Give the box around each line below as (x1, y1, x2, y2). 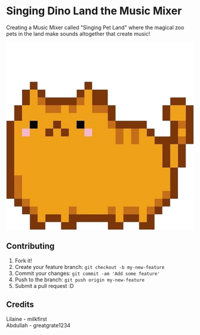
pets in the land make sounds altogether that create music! (6, 30, 151, 37)
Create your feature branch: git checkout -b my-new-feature (14, 263, 165, 270)
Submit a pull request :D (14, 282, 74, 289)
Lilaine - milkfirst (6, 315, 48, 323)
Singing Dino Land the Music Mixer (6, 4, 182, 18)
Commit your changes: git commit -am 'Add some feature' (14, 270, 161, 277)
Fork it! (14, 257, 33, 264)
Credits (6, 299, 35, 310)
